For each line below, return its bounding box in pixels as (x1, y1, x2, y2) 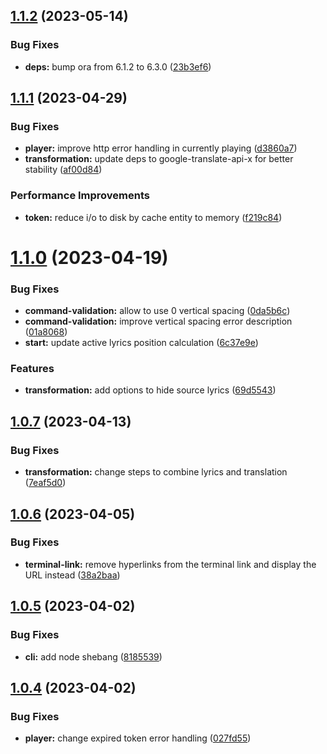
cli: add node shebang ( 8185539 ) (24, 650, 163, 663)
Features (10, 362, 55, 376)
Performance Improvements (10, 189, 151, 203)
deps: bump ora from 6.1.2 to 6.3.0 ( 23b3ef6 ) (24, 60, 212, 73)
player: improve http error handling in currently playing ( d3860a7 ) (24, 142, 298, 154)
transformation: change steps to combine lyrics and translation (24, 466, 288, 478)
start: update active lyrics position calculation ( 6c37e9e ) (24, 337, 259, 349)
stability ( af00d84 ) (24, 164, 103, 176)
